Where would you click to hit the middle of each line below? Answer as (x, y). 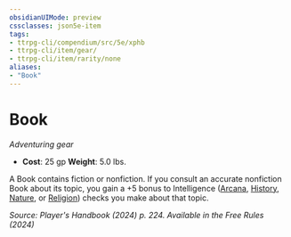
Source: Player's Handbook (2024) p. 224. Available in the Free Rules (137, 215)
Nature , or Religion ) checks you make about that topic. (109, 198)
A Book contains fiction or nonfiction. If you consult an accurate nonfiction (145, 178)
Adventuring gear (41, 144)
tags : (19, 34)
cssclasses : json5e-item (55, 26)
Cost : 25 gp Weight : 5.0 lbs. (74, 161)
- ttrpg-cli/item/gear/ (53, 51)
